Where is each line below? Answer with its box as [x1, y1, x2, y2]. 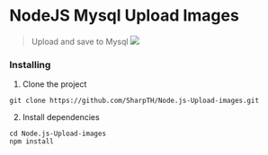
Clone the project [22, 79, 87, 90]
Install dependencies [22, 112, 101, 123]
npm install [9, 137, 54, 146]
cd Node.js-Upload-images [9, 129, 106, 139]
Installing [9, 58, 51, 71]
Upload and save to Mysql [31, 36, 129, 47]
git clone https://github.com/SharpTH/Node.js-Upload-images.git [9, 96, 259, 106]
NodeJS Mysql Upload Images [9, 5, 240, 26]
